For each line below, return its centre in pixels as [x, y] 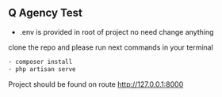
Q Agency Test [46, 13]
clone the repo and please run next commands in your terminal [111, 47]
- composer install [40, 62]
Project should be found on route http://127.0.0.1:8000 [96, 84]
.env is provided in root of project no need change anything [117, 32]
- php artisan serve [42, 69]
